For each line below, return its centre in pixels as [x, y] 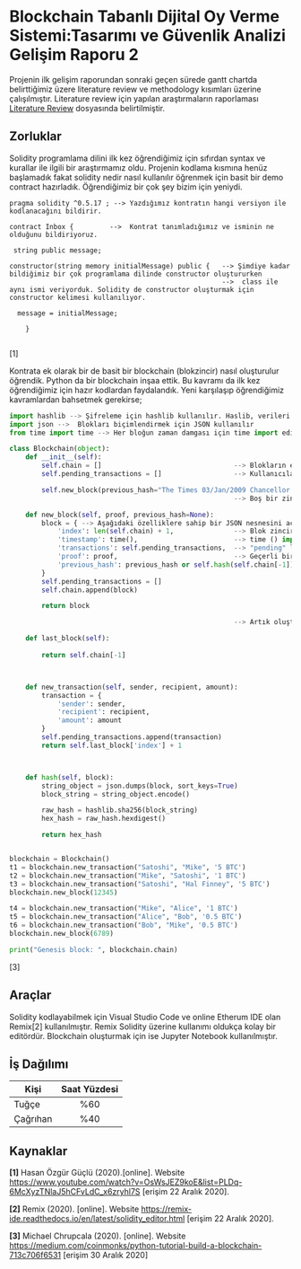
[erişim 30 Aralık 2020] [105, 1256]
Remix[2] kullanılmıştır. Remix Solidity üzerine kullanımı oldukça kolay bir [142, 1027]
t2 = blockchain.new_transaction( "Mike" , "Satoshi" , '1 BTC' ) [128, 876]
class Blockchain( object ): [60, 449]
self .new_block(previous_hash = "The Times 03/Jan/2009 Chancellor [166, 490]
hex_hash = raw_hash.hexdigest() [104, 819]
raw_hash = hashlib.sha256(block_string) [120, 810]
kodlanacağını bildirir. [56, 211]
